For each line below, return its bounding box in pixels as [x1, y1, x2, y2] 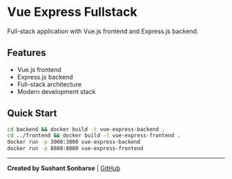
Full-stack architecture [17, 80, 81, 88]
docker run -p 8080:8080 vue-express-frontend [7, 145, 144, 152]
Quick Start [7, 108, 57, 120]
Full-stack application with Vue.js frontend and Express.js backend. [7, 27, 199, 35]
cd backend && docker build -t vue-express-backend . [7, 126, 166, 133]
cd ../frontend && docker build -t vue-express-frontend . [7, 132, 181, 139]
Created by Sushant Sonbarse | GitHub [7, 164, 121, 173]
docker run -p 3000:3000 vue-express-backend [7, 139, 140, 146]
